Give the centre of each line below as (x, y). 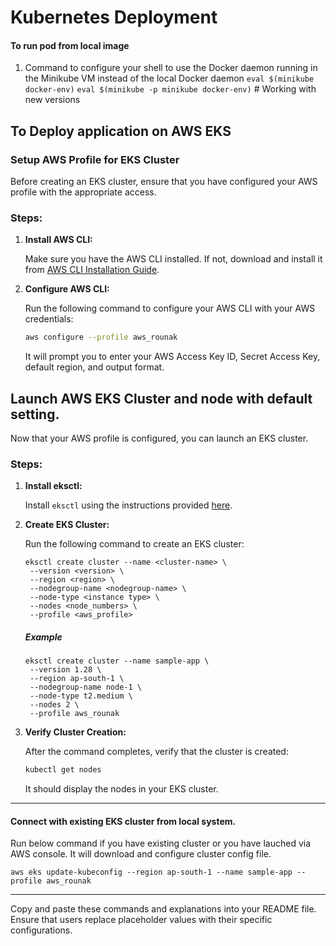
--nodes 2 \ (54, 705)
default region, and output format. (94, 367)
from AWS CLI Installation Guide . (92, 270)
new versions (52, 100)
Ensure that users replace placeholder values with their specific (141, 920)
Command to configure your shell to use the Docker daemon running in (171, 68)
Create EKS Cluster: (67, 525)
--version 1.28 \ (65, 670)
